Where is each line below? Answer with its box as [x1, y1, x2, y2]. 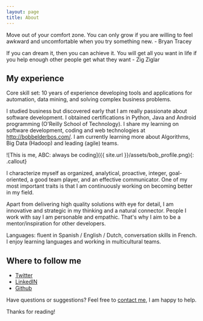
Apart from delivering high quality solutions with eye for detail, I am [6, 200, 174, 208]
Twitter [15, 272, 33, 279]
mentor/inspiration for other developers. [6, 220, 106, 227]
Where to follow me [6, 256, 82, 266]
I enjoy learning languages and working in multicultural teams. [6, 238, 162, 245]
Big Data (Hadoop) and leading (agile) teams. [6, 140, 119, 147]
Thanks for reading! [6, 308, 56, 316]
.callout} [6, 158, 27, 165]
